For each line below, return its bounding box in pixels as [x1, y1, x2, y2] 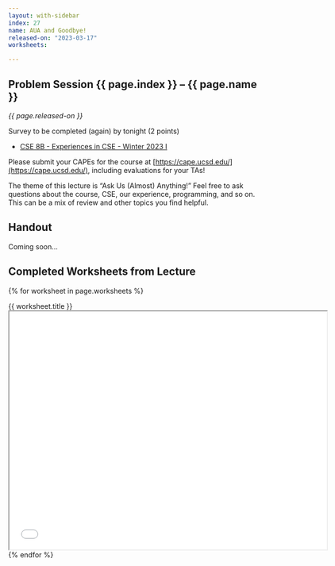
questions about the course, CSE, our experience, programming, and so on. [8, 189, 256, 198]
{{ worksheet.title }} [8, 301, 73, 310]
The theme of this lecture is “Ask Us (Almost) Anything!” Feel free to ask [8, 180, 244, 191]
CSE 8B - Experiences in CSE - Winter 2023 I [19, 141, 168, 151]
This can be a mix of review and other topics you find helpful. [8, 198, 209, 207]
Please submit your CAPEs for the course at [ [8, 156, 156, 167]
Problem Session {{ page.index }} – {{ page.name [8, 77, 257, 91]
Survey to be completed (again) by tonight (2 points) [8, 126, 180, 136]
